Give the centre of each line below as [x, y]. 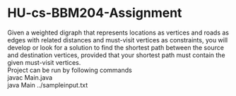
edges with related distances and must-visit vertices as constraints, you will [118, 40]
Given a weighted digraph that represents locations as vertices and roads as [118, 32]
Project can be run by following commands [70, 70]
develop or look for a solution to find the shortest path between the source [116, 47]
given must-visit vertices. [44, 62]
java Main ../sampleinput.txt [48, 85]
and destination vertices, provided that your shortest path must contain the [116, 55]
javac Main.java [30, 77]
